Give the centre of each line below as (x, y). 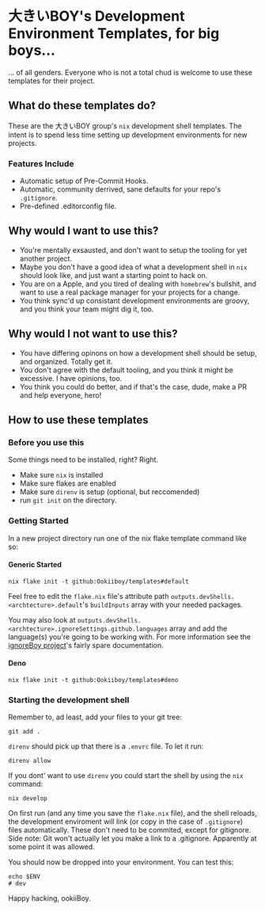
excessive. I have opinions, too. (71, 378)
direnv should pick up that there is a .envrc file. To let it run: (106, 746)
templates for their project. (51, 81)
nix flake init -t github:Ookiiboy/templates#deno (93, 680)
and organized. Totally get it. (66, 361)
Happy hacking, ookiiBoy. (49, 898)
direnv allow (30, 761)
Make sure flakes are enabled (68, 483)
